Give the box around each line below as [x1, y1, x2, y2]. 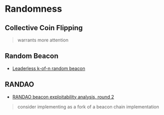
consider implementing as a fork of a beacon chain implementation [17, 103, 159, 110]
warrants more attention [17, 37, 69, 43]
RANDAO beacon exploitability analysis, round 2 [12, 94, 114, 100]
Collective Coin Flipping [5, 24, 83, 32]
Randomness [5, 3, 62, 15]
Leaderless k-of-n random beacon [12, 65, 85, 72]
